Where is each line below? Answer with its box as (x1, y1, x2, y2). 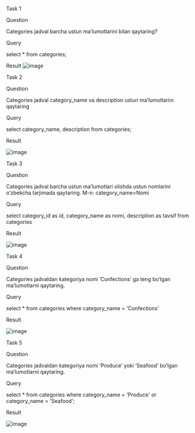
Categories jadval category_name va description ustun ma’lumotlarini (6, 97, 174, 103)
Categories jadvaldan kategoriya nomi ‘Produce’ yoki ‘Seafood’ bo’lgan (6, 362, 178, 369)
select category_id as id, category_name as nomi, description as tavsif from (6, 212, 190, 219)
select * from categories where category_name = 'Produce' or (6, 391, 157, 398)
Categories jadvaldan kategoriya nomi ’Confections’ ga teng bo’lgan (6, 276, 171, 282)
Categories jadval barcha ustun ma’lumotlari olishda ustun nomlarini (6, 183, 171, 190)
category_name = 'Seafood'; (6, 398, 75, 404)
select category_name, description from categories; (6, 126, 131, 132)
